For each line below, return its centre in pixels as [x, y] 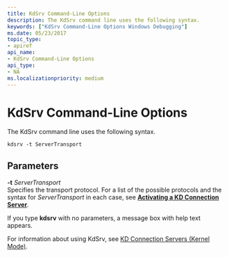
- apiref [20, 46]
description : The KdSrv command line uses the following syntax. [103, 20]
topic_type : [24, 40]
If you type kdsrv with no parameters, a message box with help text [104, 218]
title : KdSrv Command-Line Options [59, 14]
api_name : [22, 53]
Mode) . [17, 247]
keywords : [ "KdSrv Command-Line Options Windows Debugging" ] [97, 26]
